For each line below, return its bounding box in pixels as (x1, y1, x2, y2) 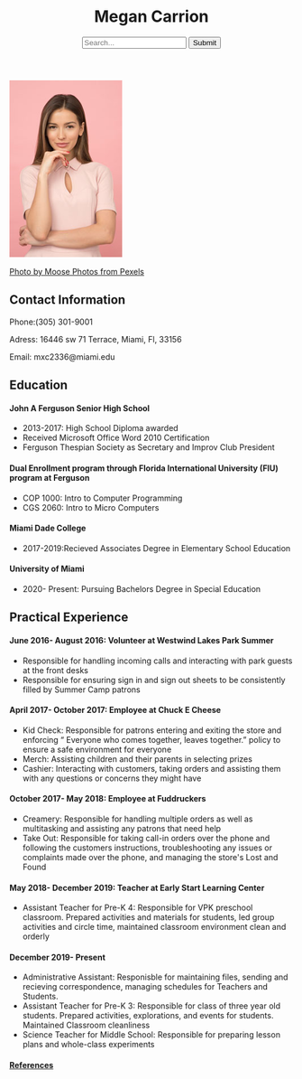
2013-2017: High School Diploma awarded (22, 423, 178, 434)
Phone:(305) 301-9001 (9, 316, 93, 327)
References (9, 1059, 54, 1070)
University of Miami (9, 563, 85, 575)
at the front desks (22, 664, 88, 675)
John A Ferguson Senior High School (9, 402, 151, 413)
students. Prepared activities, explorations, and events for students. (22, 1010, 274, 1021)
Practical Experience (9, 610, 129, 625)
